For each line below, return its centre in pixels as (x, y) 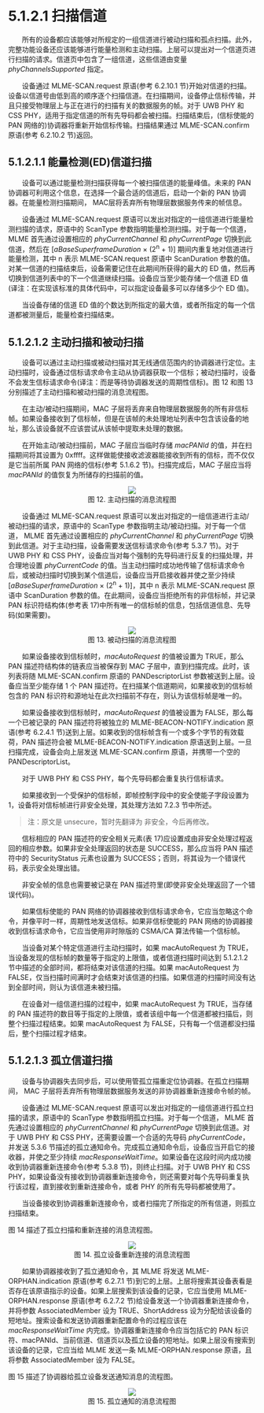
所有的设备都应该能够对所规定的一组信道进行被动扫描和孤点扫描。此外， (139, 39)
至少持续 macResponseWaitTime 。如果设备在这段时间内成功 (147, 1157)
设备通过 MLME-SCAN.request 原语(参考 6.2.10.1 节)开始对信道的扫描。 (136, 85)
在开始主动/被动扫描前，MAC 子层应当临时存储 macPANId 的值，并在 (134, 445)
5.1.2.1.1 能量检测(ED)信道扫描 (80, 162)
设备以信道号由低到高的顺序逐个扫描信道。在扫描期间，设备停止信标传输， (128, 95)
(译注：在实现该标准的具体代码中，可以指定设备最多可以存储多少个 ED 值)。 (131, 288)
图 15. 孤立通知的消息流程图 (132, 1401)
